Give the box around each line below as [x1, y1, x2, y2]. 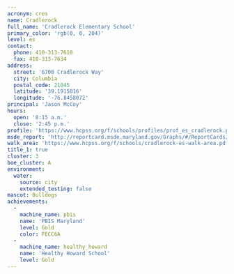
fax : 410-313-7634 [13, 56, 68, 63]
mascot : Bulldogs [7, 192, 58, 199]
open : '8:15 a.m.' [13, 114, 68, 121]
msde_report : [7, 133, 45, 140]
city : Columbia [13, 75, 58, 82]
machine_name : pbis [19, 211, 77, 218]
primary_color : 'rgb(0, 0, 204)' [7, 29, 104, 37]
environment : [7, 165, 45, 173]
